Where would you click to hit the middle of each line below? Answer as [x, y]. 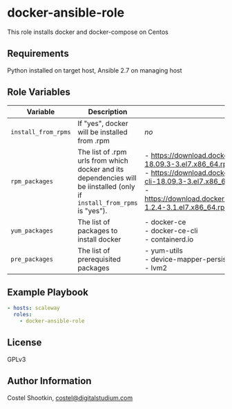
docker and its [101, 169]
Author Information [49, 381]
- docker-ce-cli [171, 230]
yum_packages [32, 230]
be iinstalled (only [106, 186]
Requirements [38, 54]
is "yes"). [93, 210]
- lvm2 [156, 268]
